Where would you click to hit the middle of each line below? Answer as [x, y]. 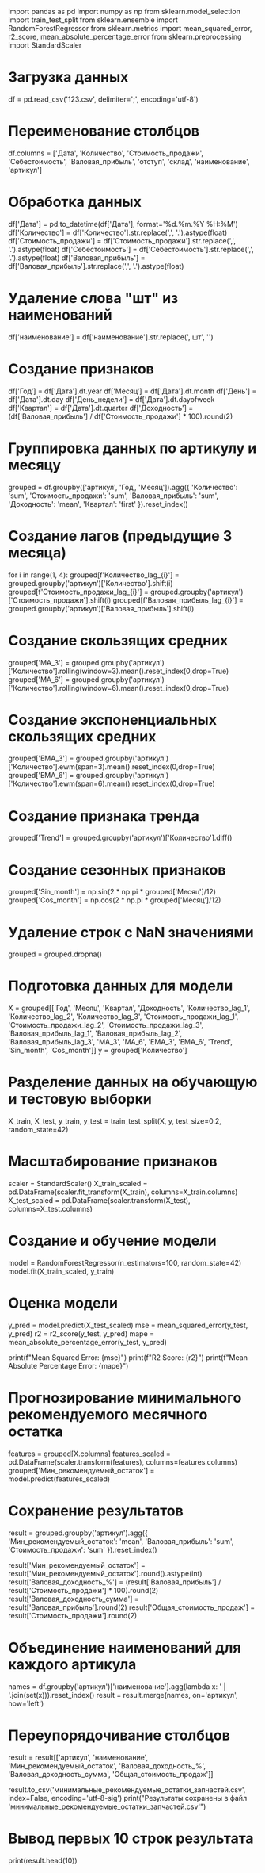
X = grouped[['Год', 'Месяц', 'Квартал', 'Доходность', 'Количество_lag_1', [129, 1008]
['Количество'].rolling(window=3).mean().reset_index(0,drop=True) [119, 671]
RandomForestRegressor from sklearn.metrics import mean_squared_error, [130, 28]
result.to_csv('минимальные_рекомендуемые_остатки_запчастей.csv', [127, 1789]
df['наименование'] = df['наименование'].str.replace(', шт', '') [111, 337]
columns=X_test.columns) [51, 1209]
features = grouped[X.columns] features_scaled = [90, 1454]
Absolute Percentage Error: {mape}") [68, 1365]
